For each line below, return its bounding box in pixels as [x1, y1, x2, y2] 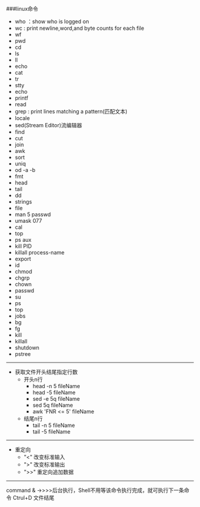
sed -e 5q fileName [32, 395, 80, 402]
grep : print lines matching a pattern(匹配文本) [14, 108, 128, 115]
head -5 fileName [32, 389, 76, 396]
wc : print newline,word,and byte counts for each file [14, 24, 145, 32]
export [14, 256, 32, 262]
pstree [14, 351, 31, 357]
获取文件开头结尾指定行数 [14, 368, 78, 375]
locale [14, 115, 30, 121]
